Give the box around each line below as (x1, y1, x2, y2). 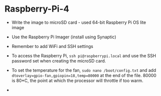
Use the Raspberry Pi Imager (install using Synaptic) (11, 34, 116, 40)
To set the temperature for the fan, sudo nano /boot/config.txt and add (11, 67, 156, 73)
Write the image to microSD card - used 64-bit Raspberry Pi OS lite (11, 19, 146, 25)
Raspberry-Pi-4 (4, 3, 70, 15)
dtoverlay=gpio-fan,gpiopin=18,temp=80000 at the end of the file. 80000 (11, 72, 157, 78)
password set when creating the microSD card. (11, 58, 107, 64)
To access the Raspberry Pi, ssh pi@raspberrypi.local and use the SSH (11, 52, 156, 59)
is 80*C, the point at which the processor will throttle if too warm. (11, 78, 143, 83)
